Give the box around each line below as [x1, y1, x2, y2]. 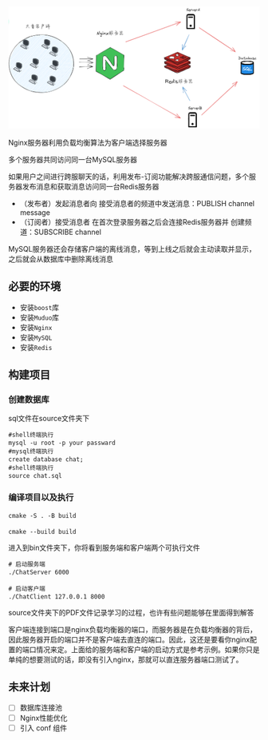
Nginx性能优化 [19, 713, 68, 722]
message [19, 207, 50, 217]
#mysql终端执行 [8, 448, 54, 456]
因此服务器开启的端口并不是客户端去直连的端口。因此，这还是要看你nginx [8, 635, 250, 644]
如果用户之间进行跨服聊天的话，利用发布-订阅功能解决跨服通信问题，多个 [8, 171, 250, 181]
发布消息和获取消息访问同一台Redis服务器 [22, 181, 160, 191]
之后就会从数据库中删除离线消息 [8, 254, 113, 264]
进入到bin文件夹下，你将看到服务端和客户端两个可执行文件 [8, 543, 201, 552]
